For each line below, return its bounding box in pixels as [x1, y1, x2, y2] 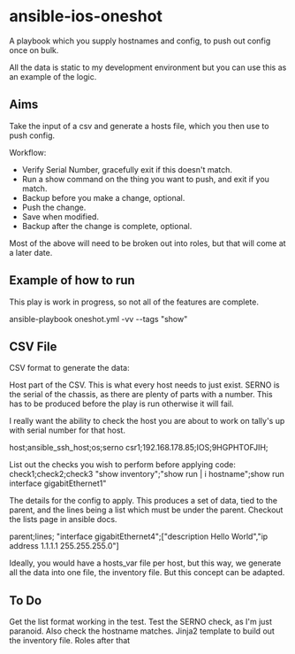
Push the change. [21, 202, 87, 212]
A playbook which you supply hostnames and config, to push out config [9, 35, 271, 46]
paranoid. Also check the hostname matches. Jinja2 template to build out [9, 626, 276, 636]
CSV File [9, 339, 57, 354]
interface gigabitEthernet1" [9, 478, 107, 489]
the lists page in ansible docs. [9, 514, 117, 525]
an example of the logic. [9, 71, 97, 81]
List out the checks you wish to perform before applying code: [9, 459, 237, 470]
